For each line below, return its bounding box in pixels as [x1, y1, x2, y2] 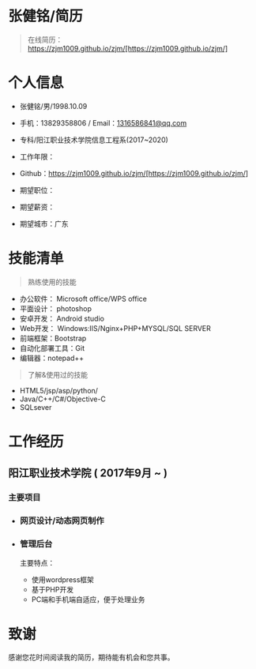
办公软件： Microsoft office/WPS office [19, 294, 148, 303]
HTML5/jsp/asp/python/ [19, 385, 99, 395]
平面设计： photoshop [19, 303, 92, 313]
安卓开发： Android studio [19, 314, 105, 323]
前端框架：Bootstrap [19, 333, 87, 343]
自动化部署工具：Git [19, 343, 85, 352]
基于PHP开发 [31, 584, 73, 594]
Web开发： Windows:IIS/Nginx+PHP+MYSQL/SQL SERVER [19, 323, 212, 333]
